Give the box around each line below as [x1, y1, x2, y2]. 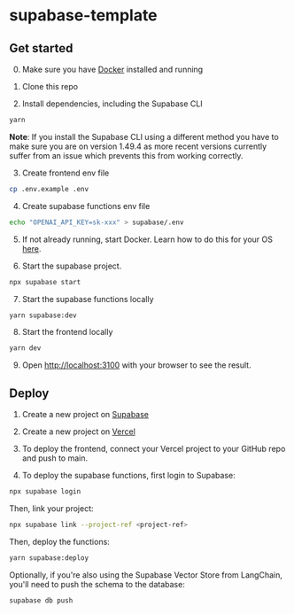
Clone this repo [21, 82, 78, 91]
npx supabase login [9, 487, 81, 496]
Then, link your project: [9, 502, 95, 514]
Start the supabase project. [21, 260, 122, 271]
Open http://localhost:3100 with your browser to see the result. [21, 360, 251, 370]
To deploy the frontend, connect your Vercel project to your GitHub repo [21, 444, 286, 455]
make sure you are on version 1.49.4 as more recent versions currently [9, 141, 267, 152]
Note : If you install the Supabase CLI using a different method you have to [9, 131, 279, 142]
